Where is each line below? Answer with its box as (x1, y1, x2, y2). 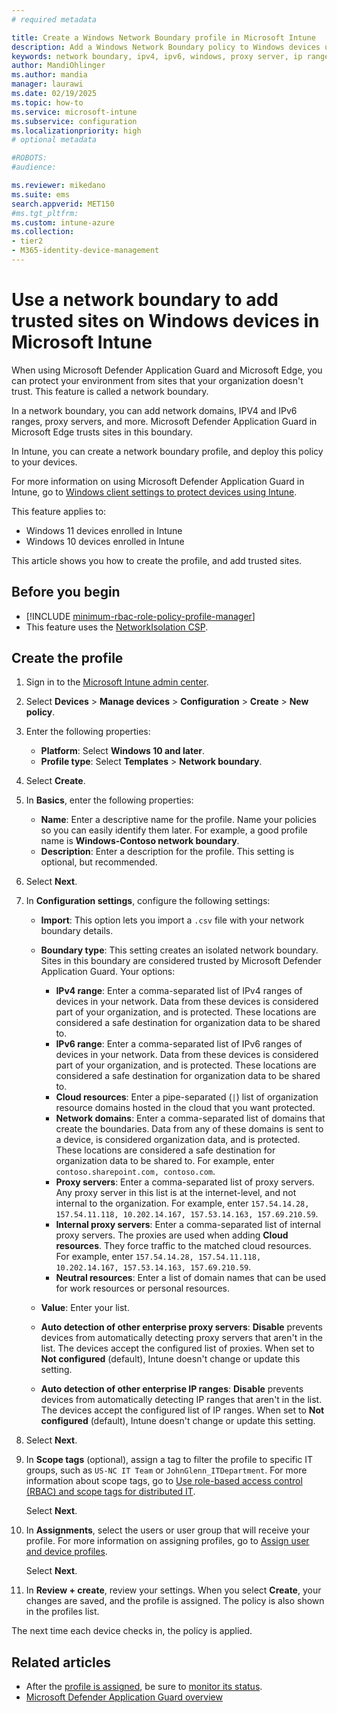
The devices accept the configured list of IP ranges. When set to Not (40, 1404, 325, 1416)
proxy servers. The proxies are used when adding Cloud (55, 1229, 289, 1241)
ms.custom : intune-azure (11, 217, 115, 228)
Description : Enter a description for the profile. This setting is (40, 846, 295, 858)
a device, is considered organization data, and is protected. (55, 1134, 301, 1146)
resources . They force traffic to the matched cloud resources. (55, 1240, 312, 1252)
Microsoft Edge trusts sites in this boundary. (11, 426, 194, 438)
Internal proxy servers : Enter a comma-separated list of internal (55, 1219, 321, 1231)
